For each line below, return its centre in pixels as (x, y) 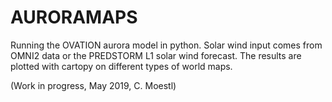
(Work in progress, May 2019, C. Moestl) (93, 85)
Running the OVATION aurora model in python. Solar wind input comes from (166, 45)
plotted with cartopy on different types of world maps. (121, 66)
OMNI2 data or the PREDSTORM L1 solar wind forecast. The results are (156, 55)
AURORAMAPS (74, 17)
